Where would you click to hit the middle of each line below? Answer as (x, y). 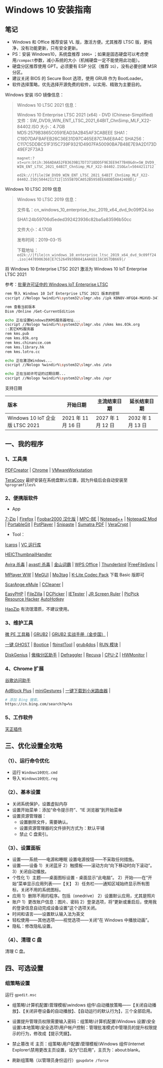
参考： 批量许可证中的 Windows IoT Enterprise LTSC (57, 284)
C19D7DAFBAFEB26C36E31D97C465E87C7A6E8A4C (70, 139)
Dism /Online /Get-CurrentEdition (40, 311)
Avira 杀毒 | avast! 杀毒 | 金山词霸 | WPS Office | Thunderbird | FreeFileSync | (81, 564)
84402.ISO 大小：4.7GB (41, 126)
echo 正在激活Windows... (29, 360)
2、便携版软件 (22, 498)
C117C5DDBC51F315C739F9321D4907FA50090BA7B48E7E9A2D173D (87, 144)
